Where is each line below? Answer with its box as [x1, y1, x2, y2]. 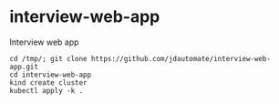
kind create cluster [9, 78, 88, 88]
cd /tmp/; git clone [9, 54, 88, 63]
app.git [9, 62, 39, 71]
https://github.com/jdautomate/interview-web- [90, 54, 272, 63]
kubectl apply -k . [9, 86, 84, 95]
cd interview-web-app [9, 70, 92, 79]
